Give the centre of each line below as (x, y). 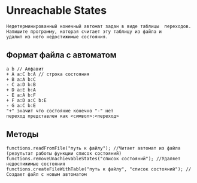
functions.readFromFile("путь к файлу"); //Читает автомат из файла (93, 148)
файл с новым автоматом (57, 174)
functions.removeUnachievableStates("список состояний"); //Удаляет (93, 158)
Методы (22, 134)
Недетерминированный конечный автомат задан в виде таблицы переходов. (99, 26)
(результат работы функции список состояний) (64, 153)
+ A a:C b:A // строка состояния (48, 74)
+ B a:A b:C (21, 79)
